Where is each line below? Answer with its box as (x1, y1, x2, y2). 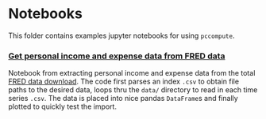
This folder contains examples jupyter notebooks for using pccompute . (8, 31, 235, 40)
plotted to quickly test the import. (8, 102, 118, 111)
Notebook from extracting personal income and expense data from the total (8, 69, 256, 78)
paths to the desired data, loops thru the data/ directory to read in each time (8, 85, 258, 95)
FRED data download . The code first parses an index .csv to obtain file (8, 76, 240, 87)
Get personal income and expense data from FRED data (8, 50, 226, 61)
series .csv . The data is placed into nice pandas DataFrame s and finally (8, 94, 238, 103)
